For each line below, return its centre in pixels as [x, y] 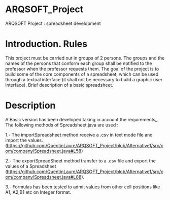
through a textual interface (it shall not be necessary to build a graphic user [84, 79]
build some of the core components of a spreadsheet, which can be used [82, 74]
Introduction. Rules [46, 44]
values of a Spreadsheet [31, 166]
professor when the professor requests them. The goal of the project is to [82, 69]
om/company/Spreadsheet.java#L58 [43, 151]
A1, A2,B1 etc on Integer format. [38, 192]
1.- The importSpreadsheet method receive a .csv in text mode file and [79, 135]
